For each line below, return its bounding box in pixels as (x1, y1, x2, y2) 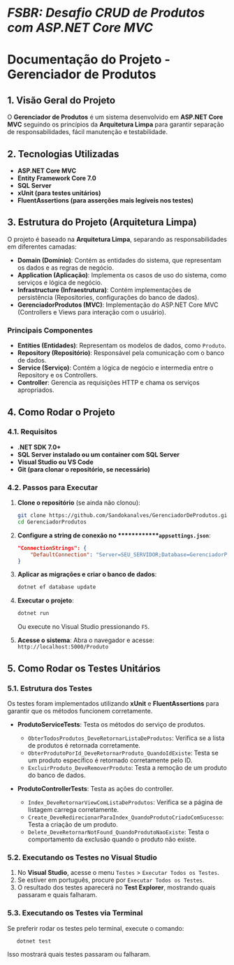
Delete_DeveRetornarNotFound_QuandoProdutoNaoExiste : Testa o (27, 827, 210, 836)
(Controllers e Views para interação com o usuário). (17, 307, 166, 316)
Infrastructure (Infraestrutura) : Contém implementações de (17, 285, 192, 294)
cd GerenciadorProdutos (17, 518, 87, 525)
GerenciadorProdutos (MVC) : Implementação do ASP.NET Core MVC (17, 300, 219, 309)
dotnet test (16, 938, 52, 945)
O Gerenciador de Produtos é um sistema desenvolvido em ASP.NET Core (7, 113, 224, 122)
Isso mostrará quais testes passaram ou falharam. (7, 950, 151, 959)
